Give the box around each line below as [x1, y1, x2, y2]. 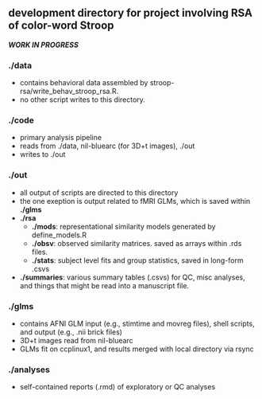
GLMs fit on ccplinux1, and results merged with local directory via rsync [19, 344, 254, 354]
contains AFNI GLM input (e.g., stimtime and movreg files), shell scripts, [19, 319, 256, 328]
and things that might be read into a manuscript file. [19, 280, 189, 290]
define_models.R [31, 230, 87, 240]
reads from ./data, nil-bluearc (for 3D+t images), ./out [19, 141, 195, 151]
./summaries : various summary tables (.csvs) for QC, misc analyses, [19, 272, 246, 282]
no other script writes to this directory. [19, 95, 145, 104]
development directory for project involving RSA [8, 6, 252, 20]
